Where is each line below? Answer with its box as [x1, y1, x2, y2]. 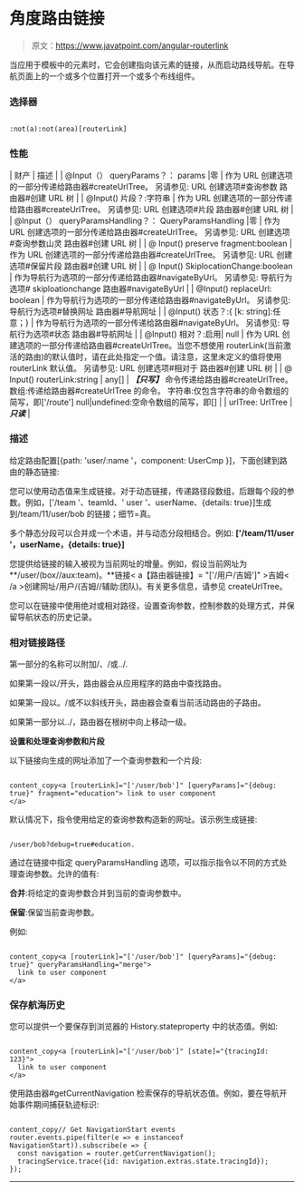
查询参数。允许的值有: [16, 868, 100, 880]
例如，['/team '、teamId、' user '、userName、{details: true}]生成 [24, 496, 271, 508]
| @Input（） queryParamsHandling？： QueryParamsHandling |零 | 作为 [9, 215, 280, 226]
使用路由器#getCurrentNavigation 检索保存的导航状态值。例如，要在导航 [9, 1088, 280, 1098]
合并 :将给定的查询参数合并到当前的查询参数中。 [9, 888, 187, 899]
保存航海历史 [9, 999, 66, 1011]
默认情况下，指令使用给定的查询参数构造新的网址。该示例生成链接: [9, 814, 258, 825]
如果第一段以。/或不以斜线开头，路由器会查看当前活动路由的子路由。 [9, 698, 267, 708]
